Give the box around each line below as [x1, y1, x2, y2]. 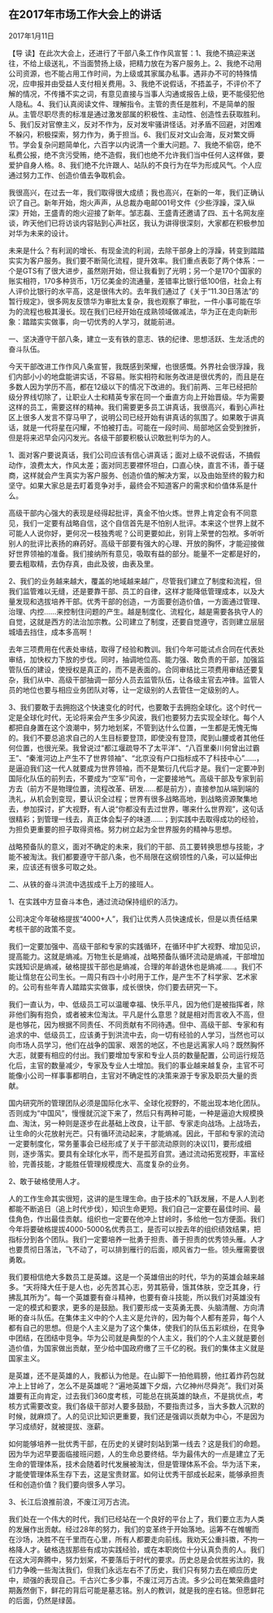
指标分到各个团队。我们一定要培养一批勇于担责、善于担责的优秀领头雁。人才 [8, 1234, 265, 1244]
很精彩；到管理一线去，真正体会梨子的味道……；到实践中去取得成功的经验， [8, 814, 263, 824]
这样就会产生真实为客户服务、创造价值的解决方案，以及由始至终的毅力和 [22, 470, 265, 480]
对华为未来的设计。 [8, 228, 73, 238]
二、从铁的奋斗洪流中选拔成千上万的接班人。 [8, 879, 158, 889]
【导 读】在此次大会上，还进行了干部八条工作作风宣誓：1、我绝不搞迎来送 [8, 48, 256, 58]
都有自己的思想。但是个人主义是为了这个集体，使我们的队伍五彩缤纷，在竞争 [8, 1322, 265, 1332]
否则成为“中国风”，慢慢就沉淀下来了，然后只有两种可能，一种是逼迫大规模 [8, 1108, 258, 1117]
